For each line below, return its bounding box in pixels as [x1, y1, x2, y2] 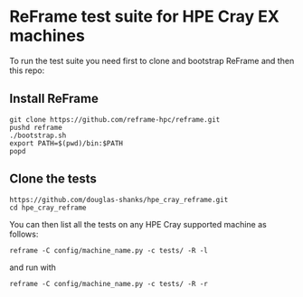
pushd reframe [9, 123, 63, 132]
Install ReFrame [9, 91, 99, 107]
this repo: [9, 65, 45, 76]
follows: [9, 228, 39, 239]
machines [9, 25, 86, 46]
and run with [9, 262, 57, 273]
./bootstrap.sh [9, 131, 67, 140]
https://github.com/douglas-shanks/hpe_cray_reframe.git [9, 195, 229, 204]
